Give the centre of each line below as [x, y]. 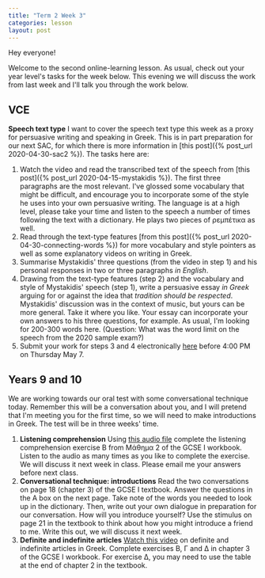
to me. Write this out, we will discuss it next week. [101, 532]
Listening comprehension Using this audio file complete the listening [133, 439]
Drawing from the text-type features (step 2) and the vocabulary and [131, 279]
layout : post [30, 30]
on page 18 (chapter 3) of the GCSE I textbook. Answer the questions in [136, 489]
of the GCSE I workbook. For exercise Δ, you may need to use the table [135, 557]
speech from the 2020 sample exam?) [82, 338]
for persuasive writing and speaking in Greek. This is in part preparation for [131, 137]
